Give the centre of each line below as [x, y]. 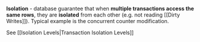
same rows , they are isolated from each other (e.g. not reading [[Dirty [93, 15]
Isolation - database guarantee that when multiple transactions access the [100, 9]
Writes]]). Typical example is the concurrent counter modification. [88, 21]
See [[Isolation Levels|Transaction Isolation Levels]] [70, 33]
